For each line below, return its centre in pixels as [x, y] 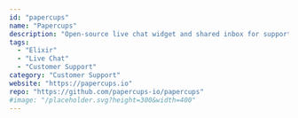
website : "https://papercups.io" [71, 83]
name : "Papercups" [43, 26]
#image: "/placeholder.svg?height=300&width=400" [103, 100]
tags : [19, 42]
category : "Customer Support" [65, 75]
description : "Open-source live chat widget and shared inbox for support [150, 34]
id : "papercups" [39, 17]
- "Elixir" [37, 51]
